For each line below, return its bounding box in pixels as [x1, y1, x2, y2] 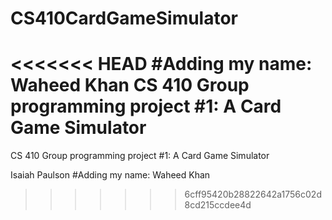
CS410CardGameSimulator [10, 7, 239, 30]
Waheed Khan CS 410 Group [10, 74, 250, 97]
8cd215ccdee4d [184, 199, 252, 211]
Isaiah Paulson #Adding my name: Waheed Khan [10, 169, 211, 181]
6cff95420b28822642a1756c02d [184, 188, 322, 201]
